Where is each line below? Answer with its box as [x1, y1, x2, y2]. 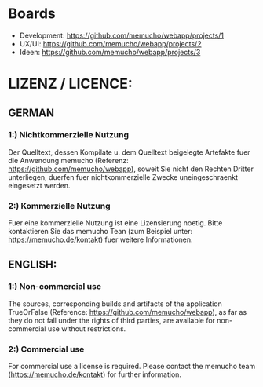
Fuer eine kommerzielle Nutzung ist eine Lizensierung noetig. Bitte [8, 218, 223, 228]
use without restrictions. [47, 323, 126, 334]
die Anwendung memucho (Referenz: [8, 155, 130, 165]
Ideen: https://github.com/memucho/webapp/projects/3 [19, 47, 201, 57]
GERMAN [8, 106, 55, 119]
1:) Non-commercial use [8, 281, 102, 292]
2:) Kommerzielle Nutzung [8, 200, 111, 211]
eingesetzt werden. [8, 181, 71, 190]
